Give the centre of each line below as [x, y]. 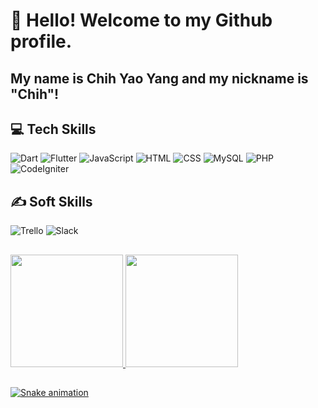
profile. [41, 41]
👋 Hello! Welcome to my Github [141, 20]
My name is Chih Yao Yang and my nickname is [159, 78]
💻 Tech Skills [53, 129]
